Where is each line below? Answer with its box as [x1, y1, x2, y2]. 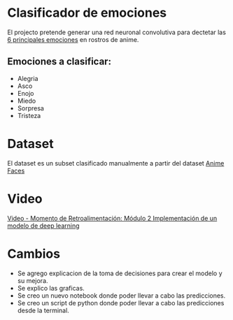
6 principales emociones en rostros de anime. [7, 35, 139, 43]
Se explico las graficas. [17, 284, 85, 292]
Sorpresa [17, 103, 44, 112]
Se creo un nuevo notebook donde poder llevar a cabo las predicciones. [17, 291, 226, 300]
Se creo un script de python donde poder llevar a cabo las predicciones [17, 298, 225, 307]
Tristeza [17, 111, 41, 119]
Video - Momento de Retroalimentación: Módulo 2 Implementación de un [7, 214, 218, 222]
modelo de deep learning [7, 221, 80, 230]
